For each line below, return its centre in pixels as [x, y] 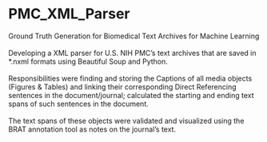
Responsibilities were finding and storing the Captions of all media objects [130, 78]
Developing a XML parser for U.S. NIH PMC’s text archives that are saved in [133, 53]
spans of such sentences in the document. [79, 104]
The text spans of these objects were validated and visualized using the [126, 120]
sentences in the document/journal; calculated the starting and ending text [131, 95]
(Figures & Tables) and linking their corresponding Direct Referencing [123, 87]
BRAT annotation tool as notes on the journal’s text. [92, 129]
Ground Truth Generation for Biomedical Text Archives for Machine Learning [134, 36]
